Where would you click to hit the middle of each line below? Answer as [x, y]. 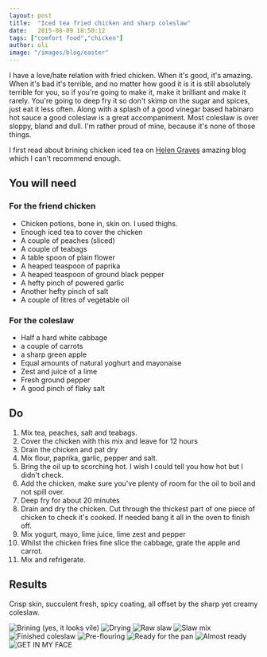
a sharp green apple [53, 354]
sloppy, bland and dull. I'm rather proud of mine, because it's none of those [132, 126]
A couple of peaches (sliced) [68, 241]
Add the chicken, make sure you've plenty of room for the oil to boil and [138, 483]
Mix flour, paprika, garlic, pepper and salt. [89, 458]
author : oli [29, 45]
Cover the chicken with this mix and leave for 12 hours [109, 441]
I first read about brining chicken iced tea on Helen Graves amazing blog [128, 150]
